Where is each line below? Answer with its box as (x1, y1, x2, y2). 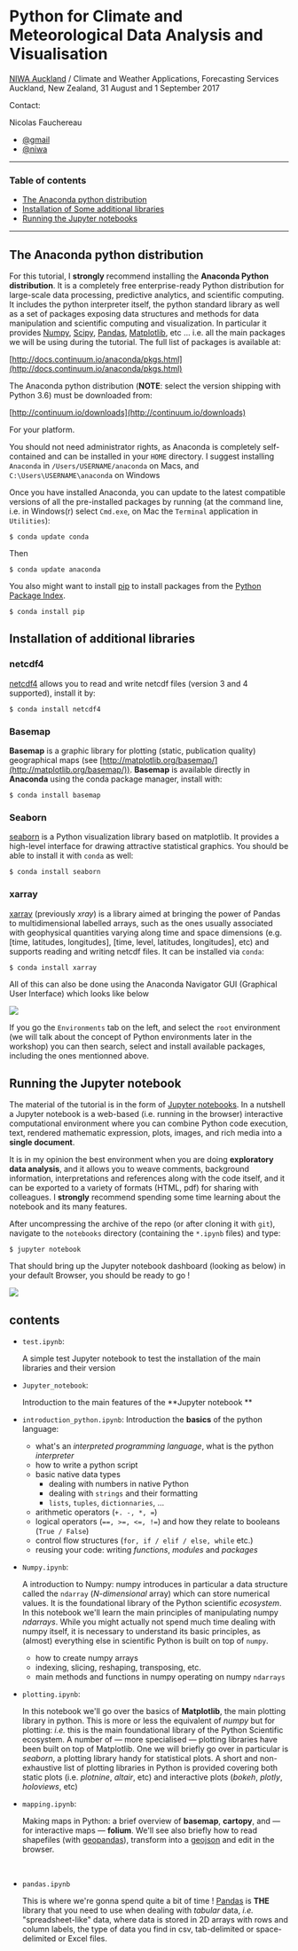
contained (9, 451, 46, 462)
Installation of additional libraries (9, 632, 196, 647)
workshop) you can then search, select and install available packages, (9, 1041, 266, 1051)
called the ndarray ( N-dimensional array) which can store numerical (21, 1588, 271, 1599)
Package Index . (9, 590, 67, 601)
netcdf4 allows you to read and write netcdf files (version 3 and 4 (9, 678, 248, 688)
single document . (9, 1137, 75, 1148)
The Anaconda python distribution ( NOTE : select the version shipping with (9, 381, 281, 391)
